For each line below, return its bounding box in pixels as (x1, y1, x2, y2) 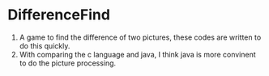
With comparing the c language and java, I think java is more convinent (19, 49, 256, 59)
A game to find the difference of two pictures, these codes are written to (19, 32, 262, 42)
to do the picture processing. (19, 58, 117, 68)
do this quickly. (19, 40, 70, 50)
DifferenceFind (7, 6, 111, 24)
